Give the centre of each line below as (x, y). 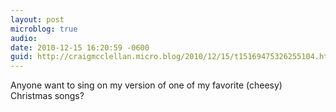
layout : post (37, 19)
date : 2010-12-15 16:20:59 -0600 (80, 47)
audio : (24, 38)
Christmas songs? (47, 96)
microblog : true (44, 29)
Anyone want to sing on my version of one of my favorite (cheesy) (146, 85)
